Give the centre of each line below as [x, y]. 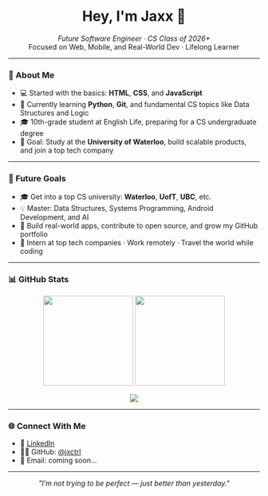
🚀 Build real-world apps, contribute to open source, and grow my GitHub [139, 225]
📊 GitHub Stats [39, 280]
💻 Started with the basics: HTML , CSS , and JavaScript [111, 93]
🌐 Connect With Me [47, 426]
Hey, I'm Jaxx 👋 [134, 16]
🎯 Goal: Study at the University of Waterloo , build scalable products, [133, 142]
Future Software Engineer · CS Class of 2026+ [134, 38]
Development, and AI [54, 217]
